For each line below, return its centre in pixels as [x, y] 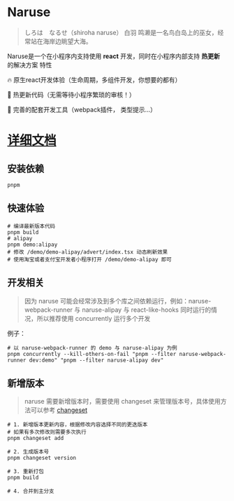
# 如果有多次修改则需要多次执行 [47, 432]
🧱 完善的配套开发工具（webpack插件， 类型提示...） [82, 109]
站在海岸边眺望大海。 [61, 41]
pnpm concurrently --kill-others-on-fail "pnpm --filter [92, 354]
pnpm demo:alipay [32, 245]
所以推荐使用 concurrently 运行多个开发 [94, 318]
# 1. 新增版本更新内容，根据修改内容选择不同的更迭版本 [78, 425]
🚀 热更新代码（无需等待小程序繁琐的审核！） [72, 95]
